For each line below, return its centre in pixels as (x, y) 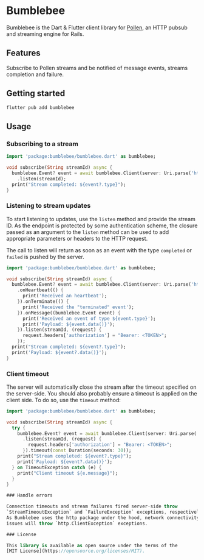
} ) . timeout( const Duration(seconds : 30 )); (77, 451)
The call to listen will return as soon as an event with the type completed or (99, 250)
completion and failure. (35, 74)
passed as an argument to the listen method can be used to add (88, 232)
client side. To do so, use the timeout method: (64, 400)
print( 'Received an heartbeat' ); (65, 296)
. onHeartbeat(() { (40, 290)
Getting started (36, 94)
